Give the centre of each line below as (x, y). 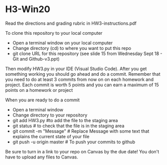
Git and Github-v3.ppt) (36, 59)
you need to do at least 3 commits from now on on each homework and (79, 79)
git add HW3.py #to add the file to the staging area (65, 120)
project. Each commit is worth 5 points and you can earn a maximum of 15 (82, 85)
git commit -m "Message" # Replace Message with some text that (81, 131)
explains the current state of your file (51, 136)
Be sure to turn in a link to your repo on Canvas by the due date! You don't (82, 151)
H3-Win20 (28, 9)
